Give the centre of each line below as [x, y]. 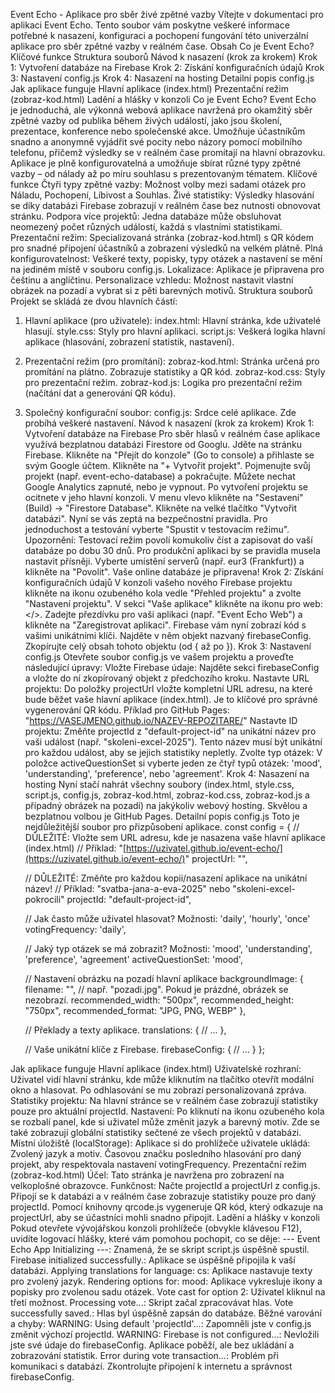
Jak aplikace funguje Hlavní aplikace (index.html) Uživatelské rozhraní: [156, 1068]
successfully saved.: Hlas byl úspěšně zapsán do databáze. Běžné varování [166, 1313]
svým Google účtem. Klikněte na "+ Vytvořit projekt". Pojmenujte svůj [167, 465]
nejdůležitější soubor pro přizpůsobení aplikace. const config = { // [162, 827]
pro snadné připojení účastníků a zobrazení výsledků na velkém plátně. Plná [166, 248]
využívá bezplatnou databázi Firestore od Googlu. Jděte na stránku [163, 444]
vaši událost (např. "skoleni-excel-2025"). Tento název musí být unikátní [173, 742]
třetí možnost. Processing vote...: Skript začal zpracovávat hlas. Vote [152, 1302]
